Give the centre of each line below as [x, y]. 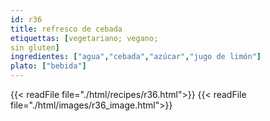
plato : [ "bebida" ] [48, 66]
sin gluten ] [35, 47]
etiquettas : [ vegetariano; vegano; [84, 38]
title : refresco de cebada [66, 29]
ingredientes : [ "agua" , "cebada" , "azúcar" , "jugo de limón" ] [136, 57]
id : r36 [26, 19]
